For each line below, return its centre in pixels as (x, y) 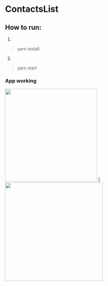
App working (21, 81)
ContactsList (32, 9)
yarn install (28, 49)
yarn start (27, 68)
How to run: (23, 27)
